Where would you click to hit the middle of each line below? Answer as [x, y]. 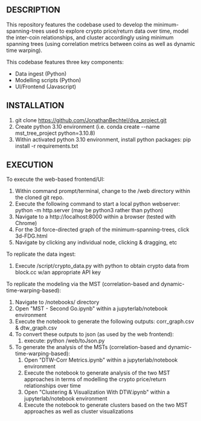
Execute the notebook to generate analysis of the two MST [97, 373]
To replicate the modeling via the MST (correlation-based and [83, 284]
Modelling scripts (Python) [48, 80]
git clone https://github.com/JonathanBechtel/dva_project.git [91, 120]
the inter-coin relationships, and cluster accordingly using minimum [90, 37]
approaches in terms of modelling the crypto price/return [95, 379]
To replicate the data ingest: [41, 254]
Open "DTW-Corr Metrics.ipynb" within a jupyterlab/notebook [101, 360]
